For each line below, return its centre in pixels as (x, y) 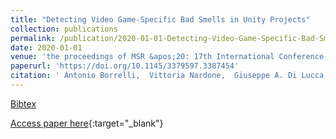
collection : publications (64, 29)
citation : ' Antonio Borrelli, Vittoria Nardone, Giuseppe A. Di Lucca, (169, 76)
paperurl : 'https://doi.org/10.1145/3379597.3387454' (125, 66)
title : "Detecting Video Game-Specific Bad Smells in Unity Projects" (160, 19)
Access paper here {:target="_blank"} (87, 123)
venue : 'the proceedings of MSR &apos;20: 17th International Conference (167, 57)
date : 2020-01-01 (46, 47)
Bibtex (23, 103)
